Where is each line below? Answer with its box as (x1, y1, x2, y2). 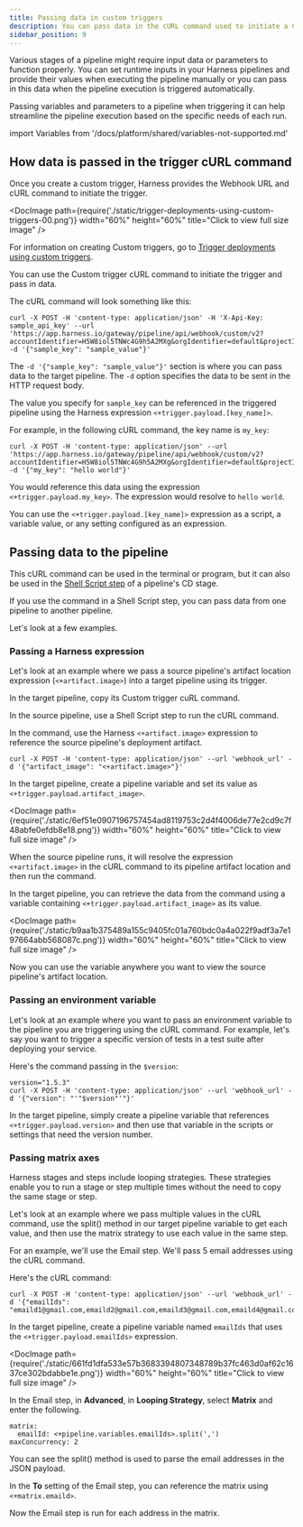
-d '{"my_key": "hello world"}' (9, 466, 131, 475)
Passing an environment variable (9, 994, 157, 1006)
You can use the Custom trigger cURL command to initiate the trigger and (9, 269, 282, 280)
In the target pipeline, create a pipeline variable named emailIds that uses (9, 1321, 283, 1332)
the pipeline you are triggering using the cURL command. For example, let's (9, 1023, 290, 1034)
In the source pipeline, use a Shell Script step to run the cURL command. (9, 710, 280, 721)
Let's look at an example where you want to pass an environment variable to (9, 1014, 293, 1025)
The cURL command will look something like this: (9, 296, 192, 307)
